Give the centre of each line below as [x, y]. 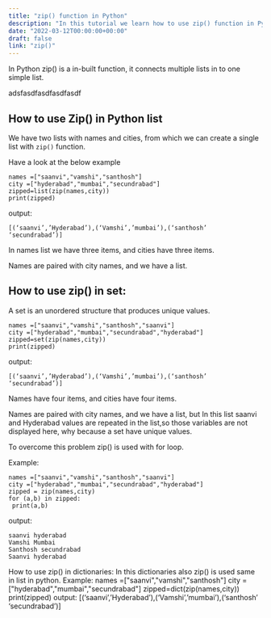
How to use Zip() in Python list [85, 118]
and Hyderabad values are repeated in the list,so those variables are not [128, 423]
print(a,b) [30, 506]
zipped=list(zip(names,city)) [59, 191]
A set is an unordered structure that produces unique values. [109, 310]
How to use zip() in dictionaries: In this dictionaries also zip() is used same [132, 571]
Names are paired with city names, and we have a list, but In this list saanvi [133, 414]
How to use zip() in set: [67, 291]
